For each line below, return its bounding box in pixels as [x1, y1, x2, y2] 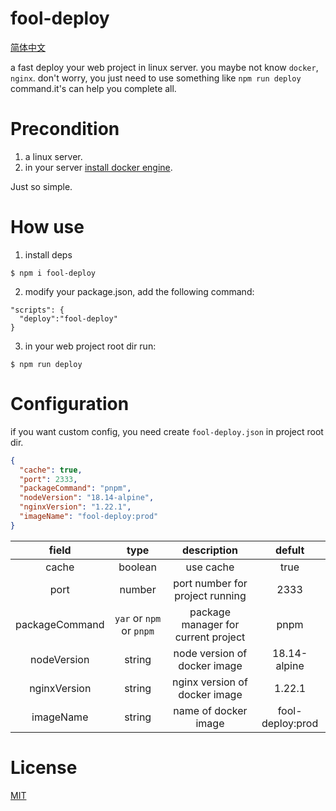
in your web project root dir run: [24, 340, 157, 352]
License [10, 756, 78, 779]
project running [174, 588, 247, 602]
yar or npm [114, 611, 162, 625]
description [181, 543, 238, 557]
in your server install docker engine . [24, 161, 173, 173]
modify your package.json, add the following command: [24, 285, 255, 297]
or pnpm [121, 623, 155, 637]
